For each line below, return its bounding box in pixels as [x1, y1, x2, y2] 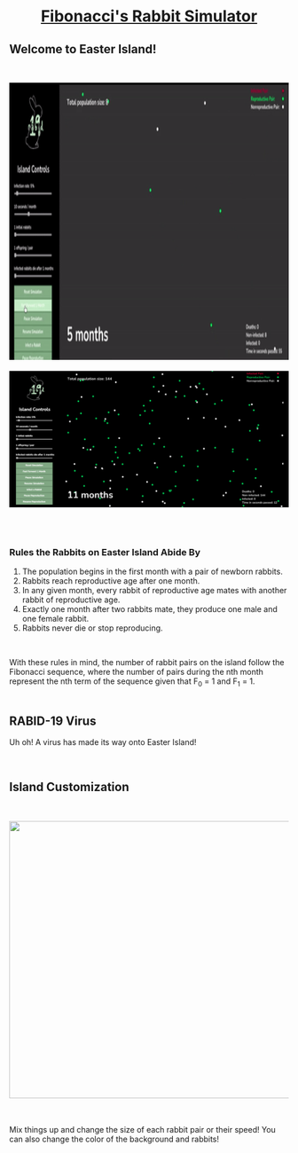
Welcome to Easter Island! [9, 42, 157, 57]
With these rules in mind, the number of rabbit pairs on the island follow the [9, 657, 285, 668]
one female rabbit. [21, 614, 90, 624]
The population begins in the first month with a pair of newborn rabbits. [21, 566, 284, 577]
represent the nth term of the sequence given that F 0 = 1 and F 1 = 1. [9, 676, 255, 689]
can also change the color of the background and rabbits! [9, 1133, 220, 1144]
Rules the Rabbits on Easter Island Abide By [9, 546, 201, 559]
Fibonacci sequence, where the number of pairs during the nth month [9, 667, 264, 678]
